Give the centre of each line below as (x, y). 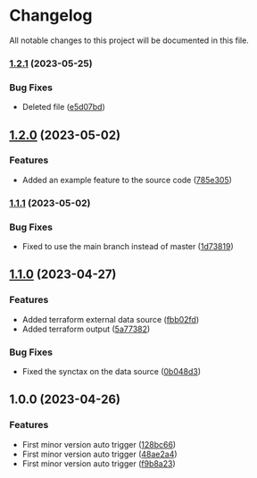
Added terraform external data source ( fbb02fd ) (111, 319)
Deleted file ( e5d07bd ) (63, 107)
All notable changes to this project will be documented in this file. (129, 40)
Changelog (51, 16)
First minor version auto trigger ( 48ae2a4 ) (99, 454)
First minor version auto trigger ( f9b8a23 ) (99, 463)
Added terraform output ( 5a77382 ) (86, 329)
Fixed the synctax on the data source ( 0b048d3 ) (112, 372)
